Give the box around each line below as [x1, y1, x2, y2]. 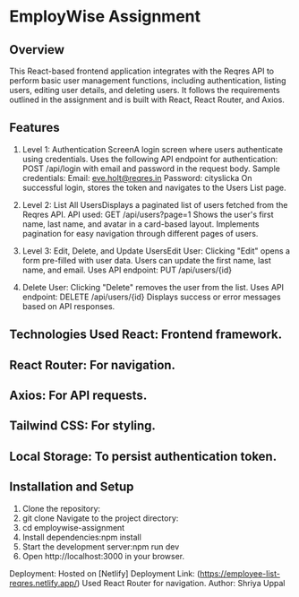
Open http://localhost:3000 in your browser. [21, 550, 185, 561]
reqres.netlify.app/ [9, 577, 78, 588]
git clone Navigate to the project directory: [21, 513, 179, 523]
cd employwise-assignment [21, 522, 125, 532]
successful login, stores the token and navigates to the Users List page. [21, 182, 286, 193]
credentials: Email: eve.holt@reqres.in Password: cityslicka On [21, 172, 252, 183]
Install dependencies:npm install [21, 532, 141, 542]
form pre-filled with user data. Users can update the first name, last [21, 255, 271, 265]
